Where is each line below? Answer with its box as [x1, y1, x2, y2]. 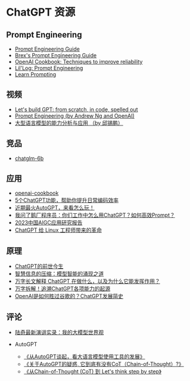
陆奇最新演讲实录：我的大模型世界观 [14, 329, 104, 336]
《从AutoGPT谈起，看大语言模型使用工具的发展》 [23, 353, 145, 360]
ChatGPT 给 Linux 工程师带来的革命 [14, 226, 102, 233]
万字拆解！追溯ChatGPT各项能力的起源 [14, 285, 111, 293]
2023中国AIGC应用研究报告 [14, 219, 83, 226]
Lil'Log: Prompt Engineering [14, 64, 83, 72]
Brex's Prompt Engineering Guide [14, 52, 97, 59]
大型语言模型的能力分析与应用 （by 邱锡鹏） [14, 119, 123, 126]
